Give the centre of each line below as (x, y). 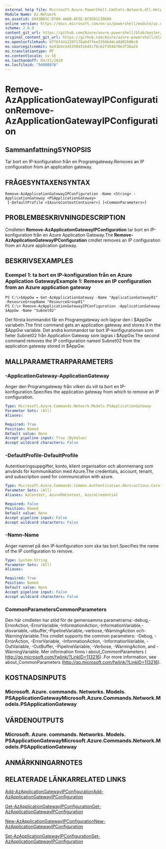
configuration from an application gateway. (49, 167)
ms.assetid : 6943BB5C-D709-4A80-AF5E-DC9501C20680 (58, 19)
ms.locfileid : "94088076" (32, 65)
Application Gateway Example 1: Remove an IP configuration (78, 281)
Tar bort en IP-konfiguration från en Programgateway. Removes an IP (75, 162)
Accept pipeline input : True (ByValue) (46, 438)
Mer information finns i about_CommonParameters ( (94, 652)
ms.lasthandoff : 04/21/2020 (34, 60)
